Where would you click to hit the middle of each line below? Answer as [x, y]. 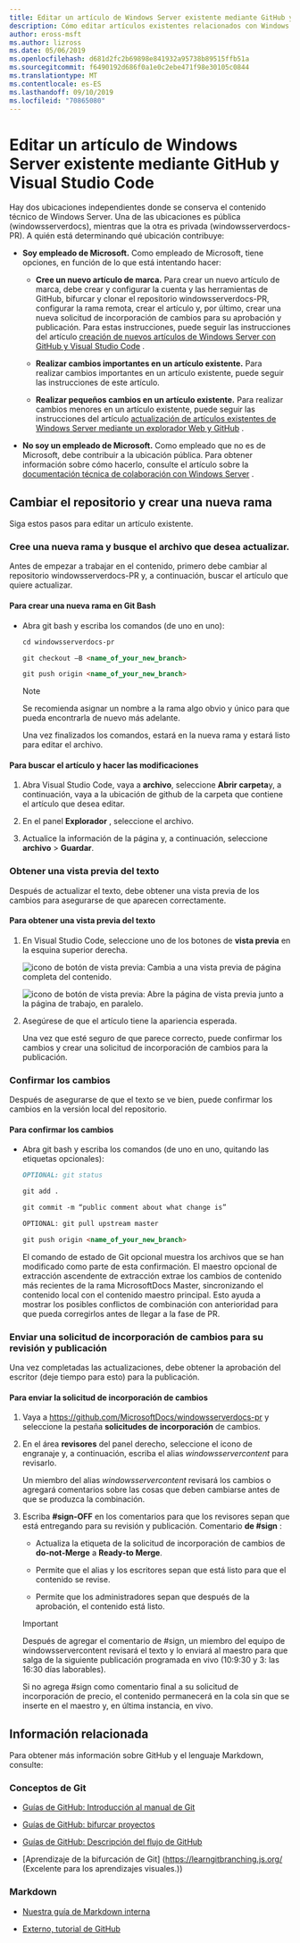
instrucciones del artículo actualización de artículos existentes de [156, 419]
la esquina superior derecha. [75, 950]
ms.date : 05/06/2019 [48, 51]
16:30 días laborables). [64, 1670]
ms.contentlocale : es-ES [55, 84]
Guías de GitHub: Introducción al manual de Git [108, 1807]
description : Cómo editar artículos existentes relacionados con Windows [150, 26]
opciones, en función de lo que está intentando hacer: [121, 263]
